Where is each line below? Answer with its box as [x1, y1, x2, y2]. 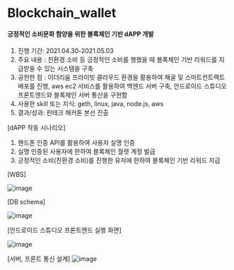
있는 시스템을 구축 [44, 64, 94, 73]
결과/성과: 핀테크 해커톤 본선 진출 [17, 108, 109, 117]
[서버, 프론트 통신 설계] [7, 254, 71, 263]
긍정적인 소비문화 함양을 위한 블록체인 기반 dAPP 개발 [7, 30, 154, 38]
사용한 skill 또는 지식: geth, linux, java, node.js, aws [17, 100, 164, 108]
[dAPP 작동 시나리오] [7, 124, 66, 132]
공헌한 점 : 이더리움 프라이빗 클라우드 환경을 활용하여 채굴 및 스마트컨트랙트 [17, 73, 226, 82]
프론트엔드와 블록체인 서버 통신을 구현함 [17, 90, 128, 100]
